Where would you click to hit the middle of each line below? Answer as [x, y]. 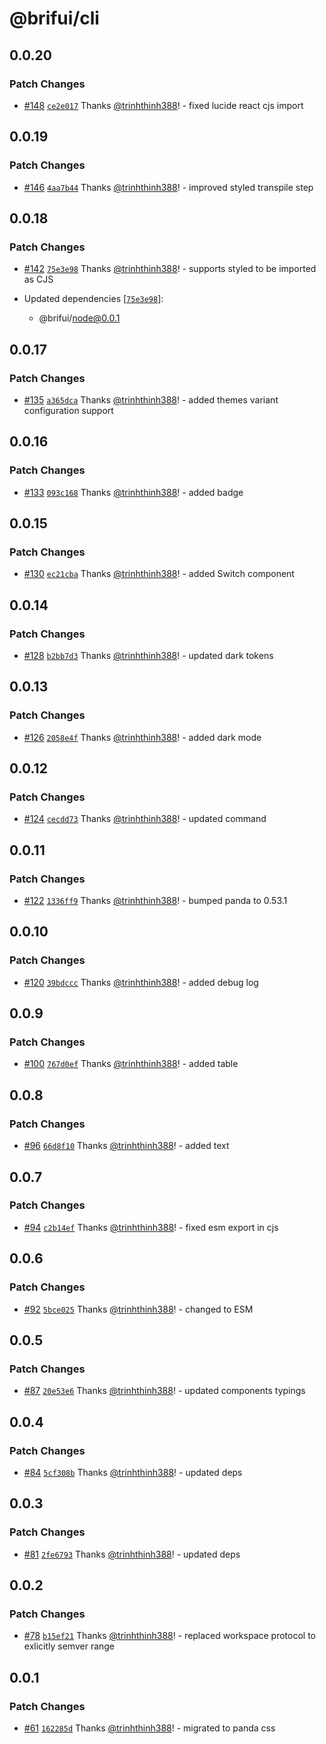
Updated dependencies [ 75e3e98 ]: [93, 299]
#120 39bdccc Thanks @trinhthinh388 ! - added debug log [141, 982]
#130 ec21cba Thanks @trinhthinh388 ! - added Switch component [159, 574]
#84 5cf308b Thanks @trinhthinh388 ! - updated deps [133, 1472]
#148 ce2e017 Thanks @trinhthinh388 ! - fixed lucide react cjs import [163, 105]
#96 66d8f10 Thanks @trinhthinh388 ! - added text [126, 1146]
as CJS [38, 279]
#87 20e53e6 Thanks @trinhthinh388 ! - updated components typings [164, 1391]
